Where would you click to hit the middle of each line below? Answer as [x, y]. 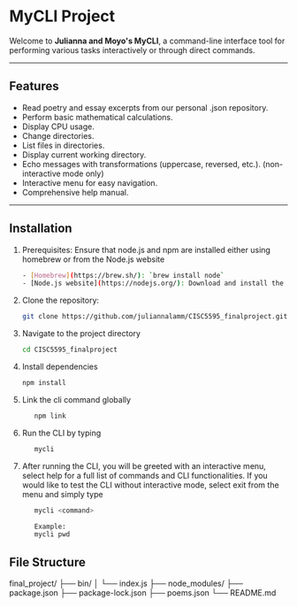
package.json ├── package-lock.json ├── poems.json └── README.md [143, 593]
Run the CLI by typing [61, 433]
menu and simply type [62, 494]
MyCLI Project [62, 16]
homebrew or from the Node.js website [93, 259]
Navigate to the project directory [81, 334]
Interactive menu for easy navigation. [90, 182]
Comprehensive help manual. [75, 192]
